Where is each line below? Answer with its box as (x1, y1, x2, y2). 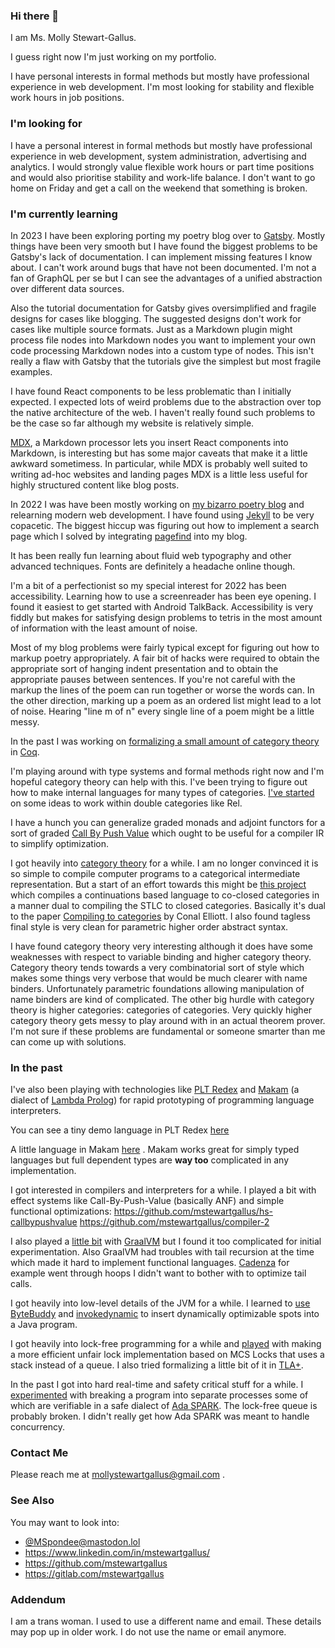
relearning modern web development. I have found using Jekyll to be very (10, 509, 315, 521)
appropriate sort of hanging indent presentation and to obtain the (10, 662, 279, 674)
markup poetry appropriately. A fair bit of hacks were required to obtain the (10, 652, 320, 664)
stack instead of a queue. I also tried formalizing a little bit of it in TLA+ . (10, 1359, 304, 1371)
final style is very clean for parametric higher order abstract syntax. (10, 920, 289, 933)
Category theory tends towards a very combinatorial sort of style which (10, 961, 305, 973)
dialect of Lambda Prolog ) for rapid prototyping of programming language (10, 1094, 315, 1106)
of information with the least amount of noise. (10, 622, 198, 634)
